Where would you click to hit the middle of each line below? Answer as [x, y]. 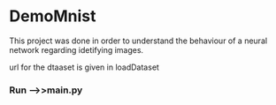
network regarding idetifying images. [77, 49]
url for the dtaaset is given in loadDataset [84, 67]
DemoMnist [53, 16]
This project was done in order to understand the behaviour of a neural [138, 41]
